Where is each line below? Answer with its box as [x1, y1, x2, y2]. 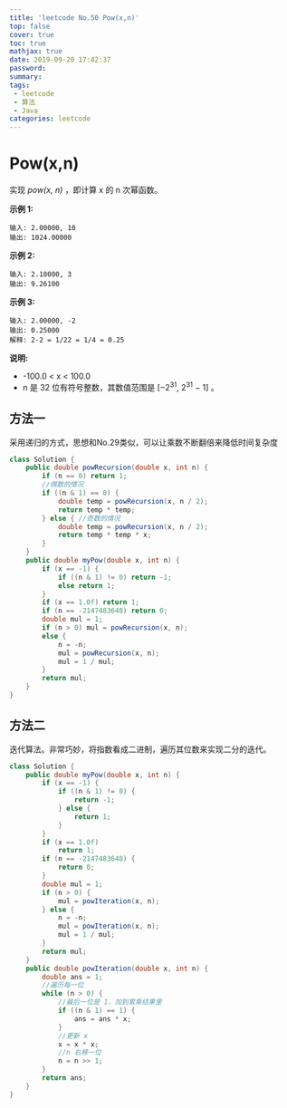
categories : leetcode [9, 114, 91, 123]
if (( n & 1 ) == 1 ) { [57, 1007, 136, 1016]
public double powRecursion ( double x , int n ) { [25, 463, 208, 472]
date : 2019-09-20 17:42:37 [9, 55, 111, 64]
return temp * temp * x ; [57, 531, 152, 540]
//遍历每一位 [42, 980, 84, 990]
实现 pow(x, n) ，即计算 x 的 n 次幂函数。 [9, 185, 163, 196]
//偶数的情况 [42, 480, 84, 489]
